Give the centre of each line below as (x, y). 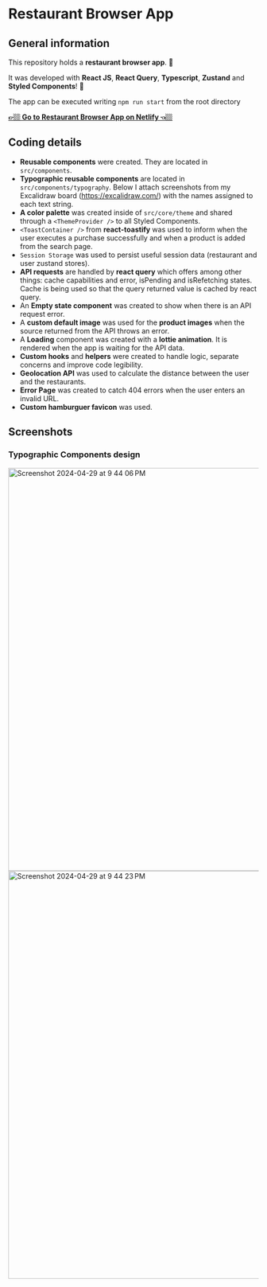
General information (59, 43)
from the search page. (56, 246)
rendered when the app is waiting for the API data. (102, 348)
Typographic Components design (74, 454)
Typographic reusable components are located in (102, 178)
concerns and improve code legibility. (81, 365)
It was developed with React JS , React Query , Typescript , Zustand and (126, 78)
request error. (42, 314)
